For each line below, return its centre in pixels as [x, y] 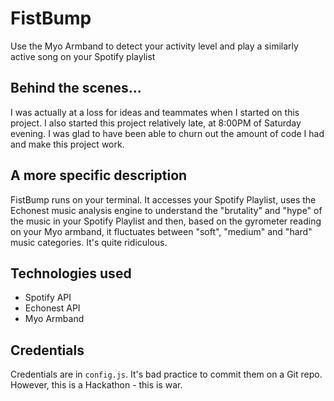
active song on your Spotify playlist [83, 56]
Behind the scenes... [76, 88]
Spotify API [48, 298]
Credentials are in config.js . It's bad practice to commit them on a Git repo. [166, 374]
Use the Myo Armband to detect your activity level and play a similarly [154, 46]
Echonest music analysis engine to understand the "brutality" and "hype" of [166, 210]
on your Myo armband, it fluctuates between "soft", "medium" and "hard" [161, 231]
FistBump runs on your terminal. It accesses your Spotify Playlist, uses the [163, 199]
